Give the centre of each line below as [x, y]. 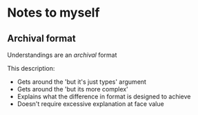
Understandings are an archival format [62, 55]
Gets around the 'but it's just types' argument [82, 82]
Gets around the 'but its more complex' [73, 89]
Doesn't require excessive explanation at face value [90, 104]
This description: [31, 68]
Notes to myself [53, 13]
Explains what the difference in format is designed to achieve [104, 96]
